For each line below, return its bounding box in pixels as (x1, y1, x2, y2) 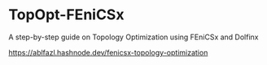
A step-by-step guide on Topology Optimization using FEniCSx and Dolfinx (8, 32, 259, 42)
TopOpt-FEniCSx (8, 6, 125, 24)
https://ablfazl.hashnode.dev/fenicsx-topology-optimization (8, 47, 208, 57)
